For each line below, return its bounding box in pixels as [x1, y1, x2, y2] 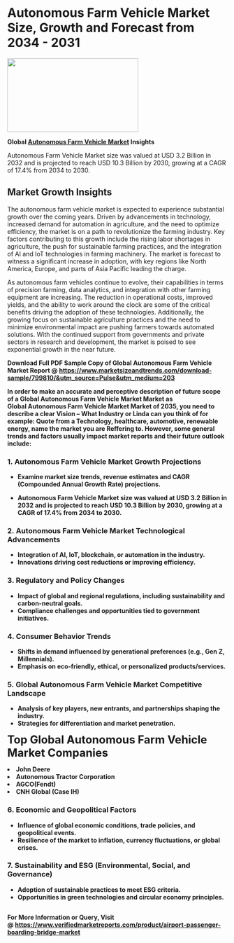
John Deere [16, 765, 51, 773]
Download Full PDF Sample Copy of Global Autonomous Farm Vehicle [7, 359, 212, 367]
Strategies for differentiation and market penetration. [17, 720, 176, 728]
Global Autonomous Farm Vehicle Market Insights [7, 137, 155, 146]
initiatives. [17, 614, 50, 622]
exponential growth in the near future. [7, 345, 117, 353]
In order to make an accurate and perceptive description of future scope [7, 387, 221, 395]
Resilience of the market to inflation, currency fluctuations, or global [17, 836, 220, 844]
